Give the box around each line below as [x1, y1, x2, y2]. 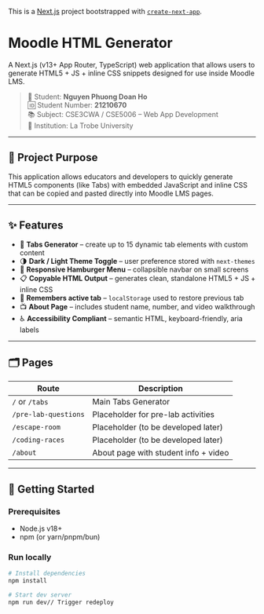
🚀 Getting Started [8, 482, 95, 495]
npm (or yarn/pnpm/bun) [19, 532, 101, 542]
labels [19, 325, 39, 334]
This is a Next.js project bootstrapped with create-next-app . [8, 7, 203, 16]
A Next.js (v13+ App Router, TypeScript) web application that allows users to [8, 60, 255, 69]
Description [138, 383, 183, 394]
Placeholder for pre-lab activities [92, 409, 214, 420]
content [19, 247, 45, 258]
